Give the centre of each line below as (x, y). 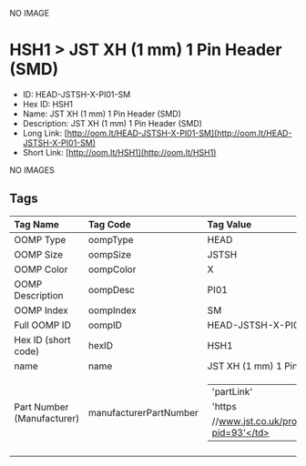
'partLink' (232, 391)
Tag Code (109, 224)
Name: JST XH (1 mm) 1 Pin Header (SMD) (102, 114)
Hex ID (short (42, 339)
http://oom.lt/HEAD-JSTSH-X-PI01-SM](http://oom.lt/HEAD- (179, 133)
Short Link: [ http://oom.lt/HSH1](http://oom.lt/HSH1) (119, 152)
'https (224, 406)
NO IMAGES (32, 170)
